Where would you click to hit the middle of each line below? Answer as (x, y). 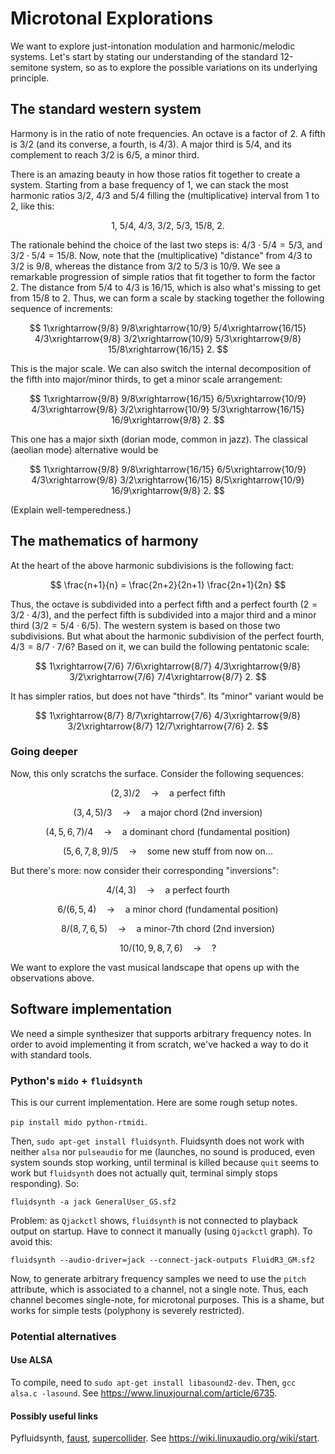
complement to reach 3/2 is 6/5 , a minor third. (105, 154)
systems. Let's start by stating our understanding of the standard (144, 56)
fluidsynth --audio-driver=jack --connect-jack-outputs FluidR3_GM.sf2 (162, 1260)
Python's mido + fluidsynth (76, 1080)
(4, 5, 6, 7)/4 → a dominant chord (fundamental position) (168, 831)
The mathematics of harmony (104, 541)
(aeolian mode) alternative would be (84, 449)
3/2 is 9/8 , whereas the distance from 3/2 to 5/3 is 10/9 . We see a (145, 266)
